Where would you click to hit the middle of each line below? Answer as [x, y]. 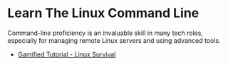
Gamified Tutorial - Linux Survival [67, 54]
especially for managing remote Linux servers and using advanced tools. [114, 40]
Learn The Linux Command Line [103, 13]
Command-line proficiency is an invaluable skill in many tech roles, [105, 33]
